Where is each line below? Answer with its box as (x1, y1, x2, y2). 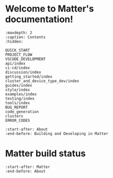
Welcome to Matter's (5, 3, 94, 15)
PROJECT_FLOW (5, 52, 32, 57)
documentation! (5, 14, 73, 25)
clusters (5, 113, 23, 118)
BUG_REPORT (5, 105, 28, 110)
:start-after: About (5, 126, 48, 132)
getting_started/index (5, 74, 52, 79)
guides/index (5, 83, 32, 88)
